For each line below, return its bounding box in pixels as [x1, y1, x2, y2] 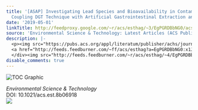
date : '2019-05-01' [6, 19, 54, 25]
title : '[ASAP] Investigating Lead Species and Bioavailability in [6, 8, 176, 15]
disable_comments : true [6, 57, 65, 63]
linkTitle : [6, 25, 33, 31]
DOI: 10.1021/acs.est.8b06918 [6, 91, 78, 98]
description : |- [6, 36, 46, 42]
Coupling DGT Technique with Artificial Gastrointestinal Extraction [11, 14, 186, 20]
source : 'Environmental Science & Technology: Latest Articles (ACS [6, 30, 178, 36]
